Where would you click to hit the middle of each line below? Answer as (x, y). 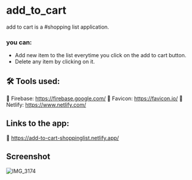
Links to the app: (38, 124)
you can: (19, 42)
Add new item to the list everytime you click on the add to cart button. (100, 55)
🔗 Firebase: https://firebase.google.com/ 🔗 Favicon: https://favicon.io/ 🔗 (95, 98)
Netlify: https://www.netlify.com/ (46, 105)
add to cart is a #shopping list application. (58, 27)
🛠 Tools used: (33, 81)
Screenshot (28, 156)
